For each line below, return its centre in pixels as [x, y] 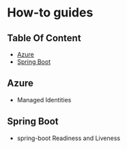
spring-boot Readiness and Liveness [69, 138]
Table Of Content [44, 38]
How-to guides [50, 13]
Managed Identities [44, 100]
